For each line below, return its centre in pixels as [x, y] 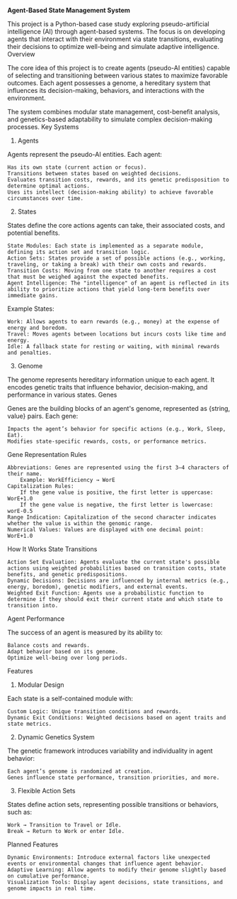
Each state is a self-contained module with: [70, 699]
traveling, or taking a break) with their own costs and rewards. [107, 265]
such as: [20, 812]
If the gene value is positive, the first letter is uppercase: [117, 492]
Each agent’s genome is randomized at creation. [80, 771]
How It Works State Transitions [52, 549]
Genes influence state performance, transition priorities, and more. [114, 778]
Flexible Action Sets [46, 791]
